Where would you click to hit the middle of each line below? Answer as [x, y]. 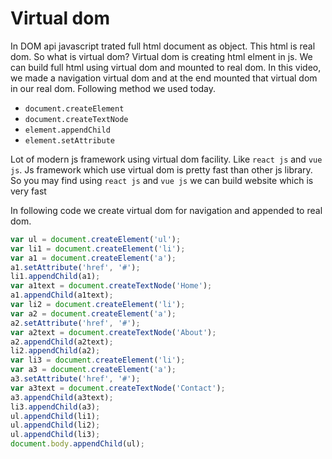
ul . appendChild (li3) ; [55, 435]
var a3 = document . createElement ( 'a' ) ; [93, 370]
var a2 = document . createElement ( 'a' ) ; [93, 313]
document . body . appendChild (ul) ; [77, 444]
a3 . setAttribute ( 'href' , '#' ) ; [75, 379]
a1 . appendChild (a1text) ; [62, 295]
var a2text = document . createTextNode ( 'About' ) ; [113, 332]
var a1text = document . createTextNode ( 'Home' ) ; [111, 286]
